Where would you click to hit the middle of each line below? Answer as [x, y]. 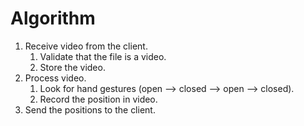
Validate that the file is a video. [103, 56]
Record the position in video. [98, 99]
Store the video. [72, 67]
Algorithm [53, 18]
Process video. [55, 78]
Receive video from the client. [86, 46]
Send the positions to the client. [90, 109]
